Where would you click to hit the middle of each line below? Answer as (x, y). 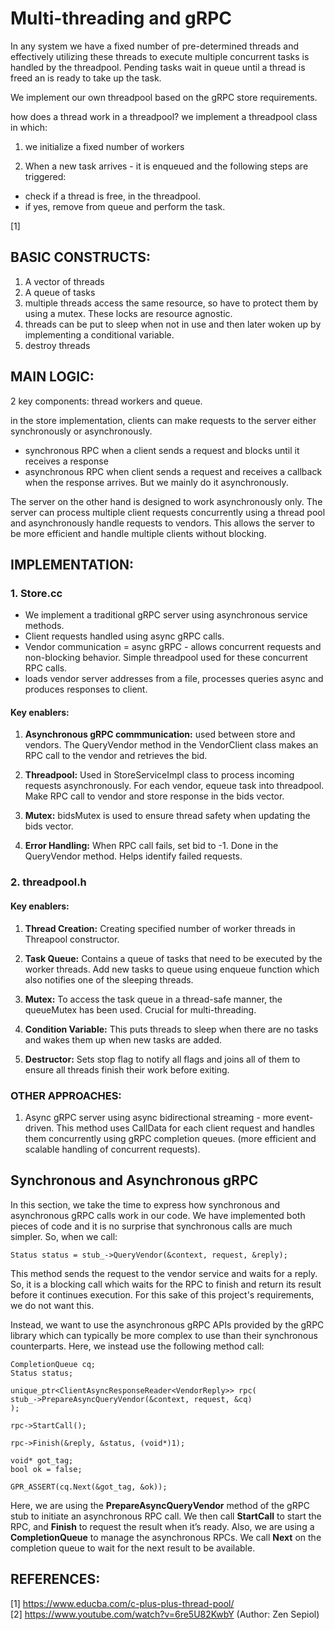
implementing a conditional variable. (99, 334)
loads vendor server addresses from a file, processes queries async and (174, 679)
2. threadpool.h (48, 882)
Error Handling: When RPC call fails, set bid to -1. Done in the (151, 846)
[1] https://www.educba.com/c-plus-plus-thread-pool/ (122, 1603)
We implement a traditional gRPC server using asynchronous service (166, 615)
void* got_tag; (42, 1460)
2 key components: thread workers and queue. (106, 401)
